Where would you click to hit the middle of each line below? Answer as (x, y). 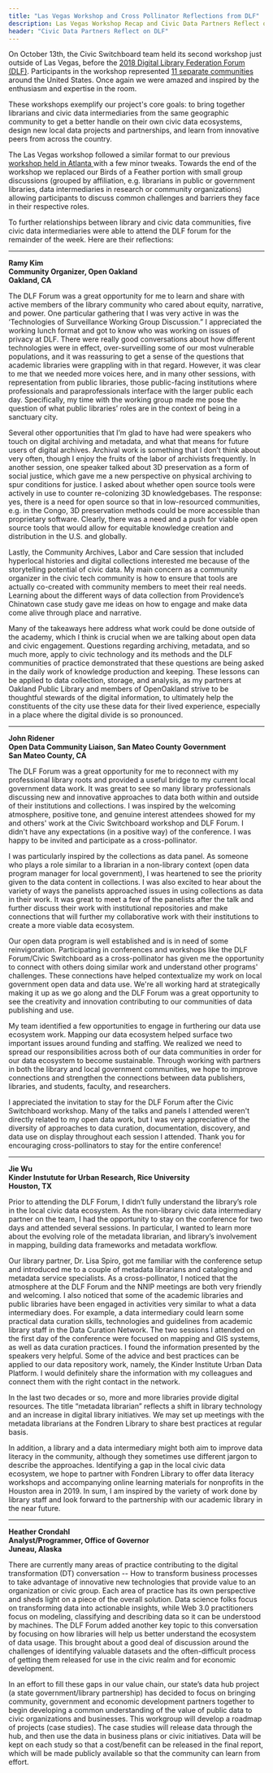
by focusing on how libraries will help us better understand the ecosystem (132, 1634)
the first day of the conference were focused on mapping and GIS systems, (134, 1339)
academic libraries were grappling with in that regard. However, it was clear (135, 365)
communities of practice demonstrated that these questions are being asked (136, 663)
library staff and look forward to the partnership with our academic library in (136, 1500)
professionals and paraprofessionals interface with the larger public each (131, 391)
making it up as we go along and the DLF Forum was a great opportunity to (134, 993)
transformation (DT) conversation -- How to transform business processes (133, 1574)
